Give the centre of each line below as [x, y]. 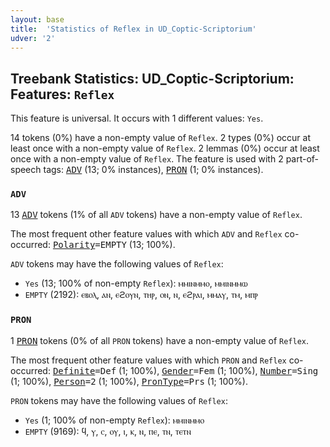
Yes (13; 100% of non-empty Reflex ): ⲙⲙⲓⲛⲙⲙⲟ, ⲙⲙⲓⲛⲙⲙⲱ [136, 283]
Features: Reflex [62, 94]
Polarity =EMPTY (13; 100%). [114, 245]
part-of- [302, 159]
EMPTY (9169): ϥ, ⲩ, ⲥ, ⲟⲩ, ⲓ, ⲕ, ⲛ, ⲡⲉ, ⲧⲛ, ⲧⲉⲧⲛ [108, 431]
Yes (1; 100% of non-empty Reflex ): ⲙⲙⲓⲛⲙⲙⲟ [114, 420]
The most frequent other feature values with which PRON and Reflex [148, 360]
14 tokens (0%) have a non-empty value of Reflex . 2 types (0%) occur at [161, 138]
